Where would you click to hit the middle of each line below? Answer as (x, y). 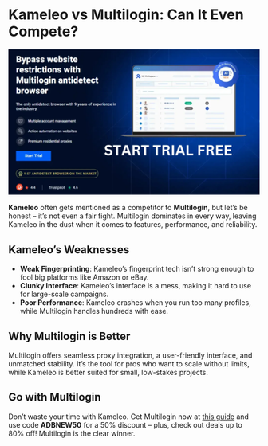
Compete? (43, 31)
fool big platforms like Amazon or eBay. (84, 277)
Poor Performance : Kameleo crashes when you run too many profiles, (135, 303)
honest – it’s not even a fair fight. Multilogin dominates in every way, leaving (132, 216)
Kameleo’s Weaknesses (69, 250)
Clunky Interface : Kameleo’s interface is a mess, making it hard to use (136, 286)
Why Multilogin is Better (69, 336)
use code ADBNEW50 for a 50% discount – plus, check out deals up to (126, 424)
